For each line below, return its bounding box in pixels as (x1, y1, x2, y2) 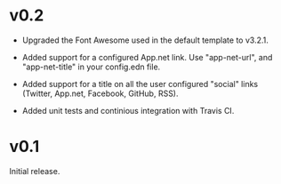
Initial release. (9, 165, 60, 176)
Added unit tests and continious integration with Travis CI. (21, 105, 235, 116)
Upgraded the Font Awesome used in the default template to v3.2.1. (21, 35, 269, 45)
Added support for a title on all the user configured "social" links (21, 78, 259, 89)
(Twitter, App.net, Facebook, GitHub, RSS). (21, 88, 180, 99)
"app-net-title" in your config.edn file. (21, 61, 161, 72)
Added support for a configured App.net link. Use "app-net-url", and (21, 52, 273, 62)
